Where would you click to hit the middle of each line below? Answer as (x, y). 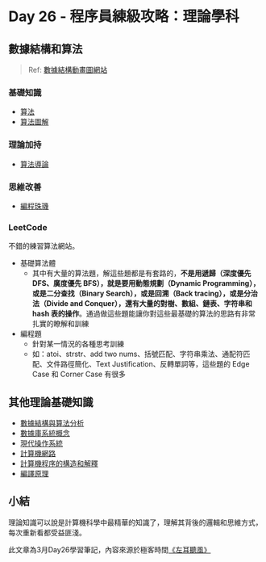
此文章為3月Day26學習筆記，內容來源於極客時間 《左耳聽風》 (110, 549)
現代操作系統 (41, 443)
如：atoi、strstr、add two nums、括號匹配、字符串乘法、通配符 (137, 354)
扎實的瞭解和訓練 (60, 324)
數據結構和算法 (46, 49)
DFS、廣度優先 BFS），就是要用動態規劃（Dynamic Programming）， (146, 283)
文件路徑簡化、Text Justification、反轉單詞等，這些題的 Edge (148, 364)
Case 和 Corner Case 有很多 (79, 374)
